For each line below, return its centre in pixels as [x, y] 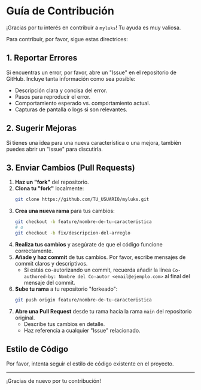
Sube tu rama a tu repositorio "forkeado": [66, 289]
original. [25, 318]
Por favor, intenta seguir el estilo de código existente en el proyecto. [90, 364]
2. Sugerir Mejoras [41, 128]
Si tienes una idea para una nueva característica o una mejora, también [94, 142]
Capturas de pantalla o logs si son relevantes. [71, 109]
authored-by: [40, 276]
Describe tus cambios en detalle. [64, 324]
